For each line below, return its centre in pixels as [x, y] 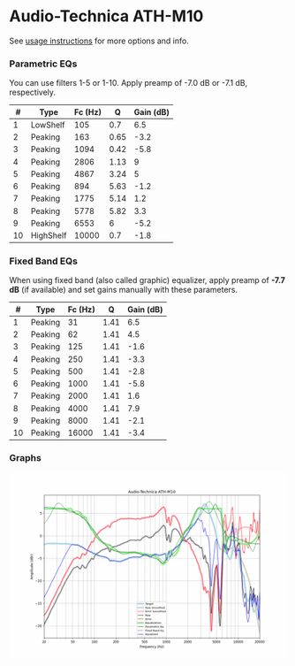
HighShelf [49, 235]
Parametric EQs [43, 64]
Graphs [25, 458]
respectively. [32, 92]
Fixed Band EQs [43, 261]
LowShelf [48, 125]
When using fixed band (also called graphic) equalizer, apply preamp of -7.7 [147, 280]
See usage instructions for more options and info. [99, 41]
